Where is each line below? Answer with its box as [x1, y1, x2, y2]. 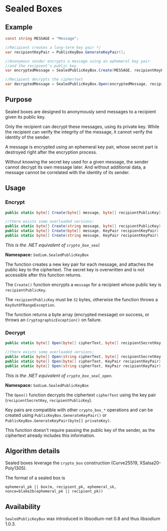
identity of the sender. [5, 134, 51, 140]
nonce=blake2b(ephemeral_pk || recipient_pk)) [5, 489, 103, 494]
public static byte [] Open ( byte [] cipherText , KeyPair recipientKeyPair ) [5, 358, 162, 364]
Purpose [5, 95, 32, 104]
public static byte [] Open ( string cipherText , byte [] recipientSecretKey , [5, 354, 164, 359]
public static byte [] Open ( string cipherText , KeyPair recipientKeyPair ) [5, 363, 162, 368]
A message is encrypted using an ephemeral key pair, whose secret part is [5, 144, 158, 150]
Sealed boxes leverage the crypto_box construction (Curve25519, [5, 460, 139, 466]
